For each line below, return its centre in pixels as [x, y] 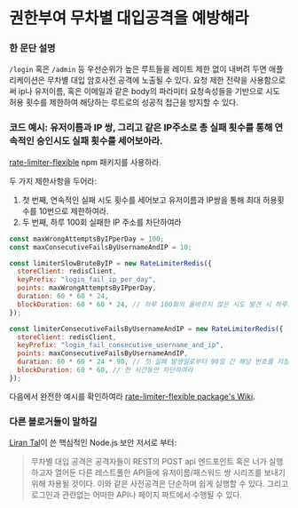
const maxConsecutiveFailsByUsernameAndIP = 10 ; [101, 247]
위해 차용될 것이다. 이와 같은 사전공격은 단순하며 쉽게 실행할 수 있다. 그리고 [160, 484]
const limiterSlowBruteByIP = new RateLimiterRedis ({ [111, 263]
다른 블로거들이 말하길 [53, 421]
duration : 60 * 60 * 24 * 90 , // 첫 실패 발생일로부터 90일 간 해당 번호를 [145, 362]
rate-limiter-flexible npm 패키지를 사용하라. [85, 162]
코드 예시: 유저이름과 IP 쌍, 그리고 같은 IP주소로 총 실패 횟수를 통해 [141, 128]
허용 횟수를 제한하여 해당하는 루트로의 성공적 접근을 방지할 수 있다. [124, 102]
